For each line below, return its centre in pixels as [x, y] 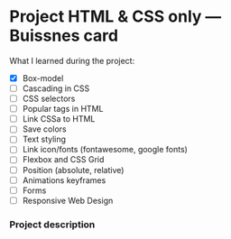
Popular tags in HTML [63, 109]
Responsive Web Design [68, 200]
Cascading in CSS [56, 88]
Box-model [43, 78]
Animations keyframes [64, 180]
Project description [52, 225]
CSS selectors [49, 99]
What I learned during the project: [72, 60]
